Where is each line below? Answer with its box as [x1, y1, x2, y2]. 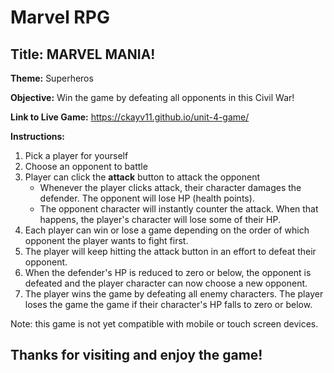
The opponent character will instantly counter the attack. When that [39, 203, 319, 215]
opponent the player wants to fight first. [24, 235, 189, 246]
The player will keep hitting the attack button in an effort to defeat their [24, 246, 317, 257]
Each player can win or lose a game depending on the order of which [24, 224, 310, 236]
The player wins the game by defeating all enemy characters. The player [24, 288, 324, 300]
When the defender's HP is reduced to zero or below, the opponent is [24, 267, 312, 278]
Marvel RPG [10, 6, 110, 29]
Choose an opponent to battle [24, 161, 148, 172]
